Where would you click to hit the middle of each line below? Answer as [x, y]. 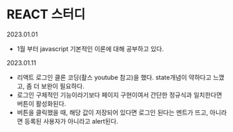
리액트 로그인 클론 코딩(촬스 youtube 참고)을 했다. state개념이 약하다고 [114, 77]
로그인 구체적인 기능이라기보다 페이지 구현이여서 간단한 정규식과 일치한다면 [119, 95]
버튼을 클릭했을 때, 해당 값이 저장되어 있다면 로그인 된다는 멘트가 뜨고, [112, 112]
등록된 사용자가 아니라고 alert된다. [71, 121]
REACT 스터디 [46, 14]
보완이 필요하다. [63, 86]
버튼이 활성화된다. [41, 103]
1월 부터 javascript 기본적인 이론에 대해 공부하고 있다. [90, 48]
